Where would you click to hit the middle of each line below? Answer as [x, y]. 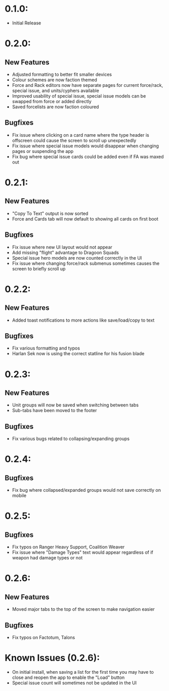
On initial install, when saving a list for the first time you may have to [83, 672]
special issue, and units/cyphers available [55, 90]
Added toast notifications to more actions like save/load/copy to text [83, 320]
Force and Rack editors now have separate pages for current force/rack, [87, 85]
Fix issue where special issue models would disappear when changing [85, 146]
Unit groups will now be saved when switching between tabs [75, 405]
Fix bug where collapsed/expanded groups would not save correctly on [87, 490]
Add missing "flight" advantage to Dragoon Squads [66, 253]
